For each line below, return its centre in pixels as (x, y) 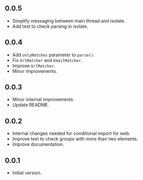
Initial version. (27, 173)
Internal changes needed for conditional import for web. (71, 133)
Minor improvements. (35, 71)
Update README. (31, 105)
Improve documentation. (38, 144)
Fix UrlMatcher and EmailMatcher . (47, 60)
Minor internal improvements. (43, 99)
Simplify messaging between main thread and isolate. (69, 21)
